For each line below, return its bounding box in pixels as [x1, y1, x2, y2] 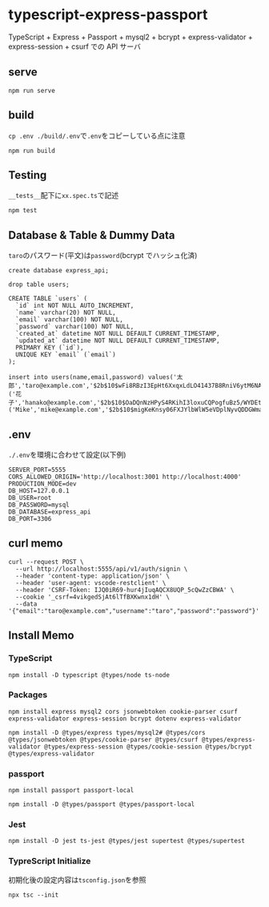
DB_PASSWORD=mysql [8, 501, 70, 509]
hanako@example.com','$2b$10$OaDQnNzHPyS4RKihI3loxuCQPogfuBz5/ [25, 399, 244, 407]
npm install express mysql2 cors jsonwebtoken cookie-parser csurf [8, 707, 239, 716]
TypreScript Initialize [8, 856, 91, 867]
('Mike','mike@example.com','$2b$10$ [8, 406, 134, 414]
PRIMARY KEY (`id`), [15, 344, 84, 352]
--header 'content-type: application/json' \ [15, 571, 171, 580]
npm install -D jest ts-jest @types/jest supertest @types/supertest [8, 837, 246, 845]
